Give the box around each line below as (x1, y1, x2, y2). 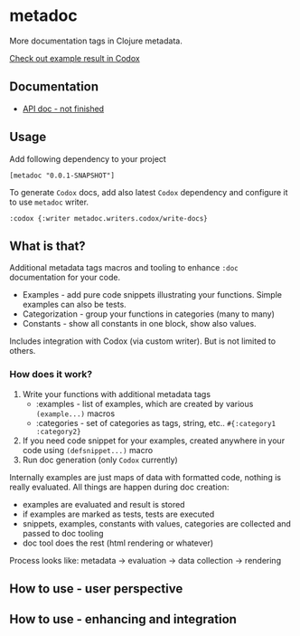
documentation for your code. (9, 272, 121, 283)
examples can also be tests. (22, 299, 127, 310)
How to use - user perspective (9, 581, 183, 597)
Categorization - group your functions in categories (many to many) (22, 309, 276, 319)
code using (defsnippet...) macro (22, 444, 154, 455)
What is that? (9, 238, 86, 253)
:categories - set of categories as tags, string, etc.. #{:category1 (35, 417, 277, 428)
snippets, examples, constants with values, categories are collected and (22, 517, 292, 529)
